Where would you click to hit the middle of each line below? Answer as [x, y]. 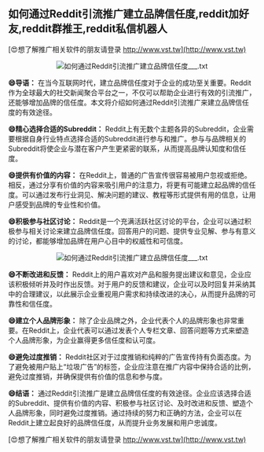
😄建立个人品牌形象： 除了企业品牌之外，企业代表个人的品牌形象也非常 [123, 320]
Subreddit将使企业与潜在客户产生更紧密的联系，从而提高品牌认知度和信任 [127, 149]
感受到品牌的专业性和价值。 [59, 204]
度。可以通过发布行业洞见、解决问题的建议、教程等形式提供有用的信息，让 [128, 194]
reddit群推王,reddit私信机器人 [95, 29]
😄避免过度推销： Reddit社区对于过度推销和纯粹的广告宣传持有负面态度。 [126, 357]
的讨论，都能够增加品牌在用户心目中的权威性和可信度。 [97, 241]
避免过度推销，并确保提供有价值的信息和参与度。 [87, 377]
